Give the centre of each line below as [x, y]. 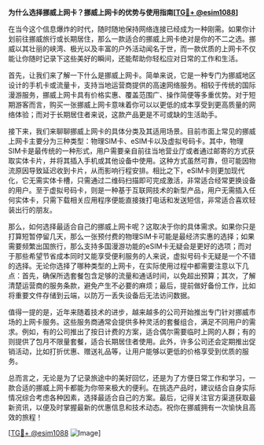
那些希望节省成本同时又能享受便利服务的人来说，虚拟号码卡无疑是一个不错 [135, 256]
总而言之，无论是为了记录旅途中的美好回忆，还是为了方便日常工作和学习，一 [132, 378]
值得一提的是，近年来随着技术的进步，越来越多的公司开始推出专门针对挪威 [128, 312]
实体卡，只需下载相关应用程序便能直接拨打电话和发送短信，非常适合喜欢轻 [135, 200]
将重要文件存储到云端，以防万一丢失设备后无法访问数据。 [101, 295]
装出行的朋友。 [32, 210]
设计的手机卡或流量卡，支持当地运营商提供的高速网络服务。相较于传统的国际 [132, 85]
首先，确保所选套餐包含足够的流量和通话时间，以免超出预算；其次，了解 [139, 276]
